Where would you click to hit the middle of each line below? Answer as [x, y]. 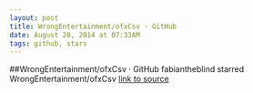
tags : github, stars [49, 43]
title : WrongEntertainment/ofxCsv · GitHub [93, 26]
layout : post [34, 18]
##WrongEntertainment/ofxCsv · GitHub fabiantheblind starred [127, 69]
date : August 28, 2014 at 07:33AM [75, 35]
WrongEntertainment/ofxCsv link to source [90, 79]
